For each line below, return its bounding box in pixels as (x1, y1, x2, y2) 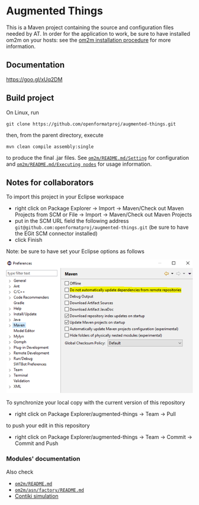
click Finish (14, 236, 43, 244)
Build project (6, 93, 54, 103)
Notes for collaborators (6, 177, 94, 188)
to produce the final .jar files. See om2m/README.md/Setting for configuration (6, 154, 190, 161)
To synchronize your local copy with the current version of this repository (6, 399, 185, 406)
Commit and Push (14, 440, 59, 447)
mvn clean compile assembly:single (6, 144, 94, 150)
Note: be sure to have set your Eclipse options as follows (6, 248, 145, 255)
